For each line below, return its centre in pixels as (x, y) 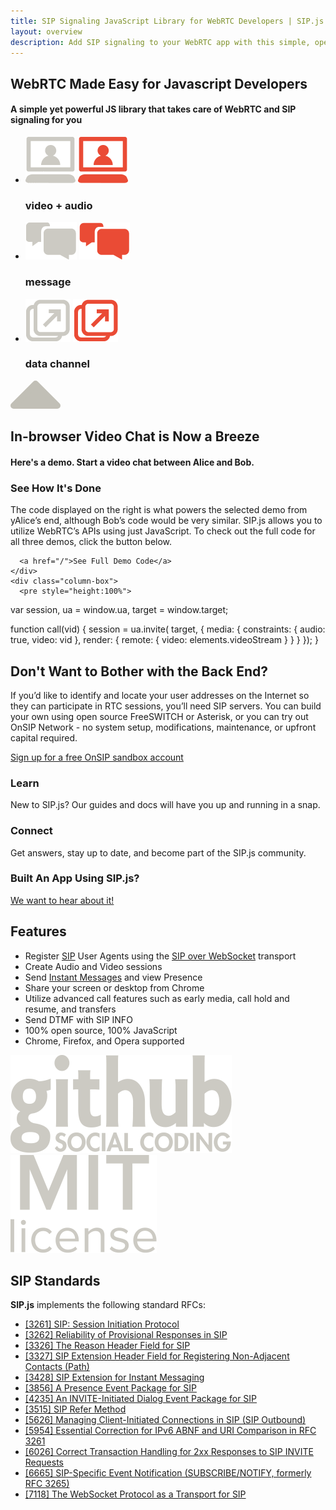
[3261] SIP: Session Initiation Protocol (102, 1324)
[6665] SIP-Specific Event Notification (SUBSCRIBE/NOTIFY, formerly (168, 1473)
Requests (44, 1462)
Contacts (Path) (57, 1367)
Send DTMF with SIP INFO (78, 1019)
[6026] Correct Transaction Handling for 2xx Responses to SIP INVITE (169, 1452)
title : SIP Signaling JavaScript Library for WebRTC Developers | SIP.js (167, 21)
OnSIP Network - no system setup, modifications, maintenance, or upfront (163, 727)
